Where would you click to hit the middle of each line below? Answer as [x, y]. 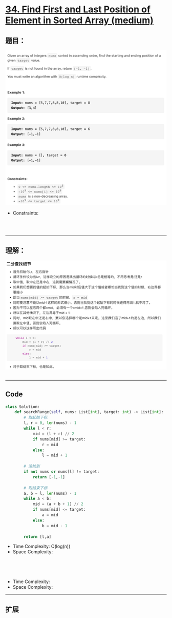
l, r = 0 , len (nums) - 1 [50, 423]
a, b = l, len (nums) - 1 [50, 493]
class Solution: [23, 407]
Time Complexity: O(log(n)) [41, 546]
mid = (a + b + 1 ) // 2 [58, 504]
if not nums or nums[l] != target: [62, 472]
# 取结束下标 [36, 488]
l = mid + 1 [55, 455]
